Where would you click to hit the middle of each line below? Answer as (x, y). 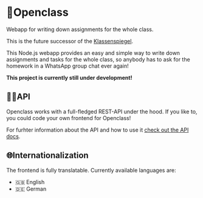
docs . (13, 136)
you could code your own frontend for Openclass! (69, 118)
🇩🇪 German (31, 189)
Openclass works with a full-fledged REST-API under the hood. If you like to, (102, 111)
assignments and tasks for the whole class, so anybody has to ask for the (98, 59)
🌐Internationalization (48, 156)
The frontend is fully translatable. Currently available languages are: (91, 170)
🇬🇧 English (30, 182)
